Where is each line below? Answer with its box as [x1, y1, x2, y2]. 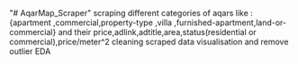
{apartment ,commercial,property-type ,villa [9, 17, 173, 28]
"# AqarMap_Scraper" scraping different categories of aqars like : [9, 8, 254, 18]
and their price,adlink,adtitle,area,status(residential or [58, 27, 257, 37]
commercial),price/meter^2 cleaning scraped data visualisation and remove [9, 36, 289, 47]
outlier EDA [9, 46, 51, 57]
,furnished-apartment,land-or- [174, 17, 286, 28]
